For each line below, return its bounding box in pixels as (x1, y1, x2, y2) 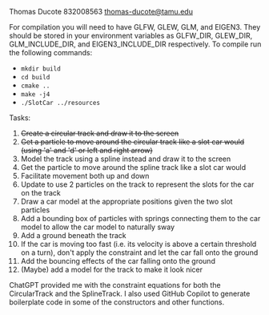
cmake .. (20, 82, 50, 90)
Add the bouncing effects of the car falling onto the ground (20, 256, 215, 265)
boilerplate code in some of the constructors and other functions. (9, 297, 225, 307)
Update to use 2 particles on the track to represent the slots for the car (20, 180, 255, 189)
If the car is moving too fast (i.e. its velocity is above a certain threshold (20, 240, 257, 248)
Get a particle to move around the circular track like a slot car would (20, 137, 245, 147)
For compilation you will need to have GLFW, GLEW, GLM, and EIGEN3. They (9, 22, 261, 31)
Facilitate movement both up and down (20, 172, 150, 180)
